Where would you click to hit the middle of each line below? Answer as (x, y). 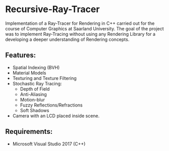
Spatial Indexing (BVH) (36, 67)
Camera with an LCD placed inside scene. (56, 116)
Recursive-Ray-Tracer (52, 9)
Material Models (29, 73)
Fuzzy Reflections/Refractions (51, 105)
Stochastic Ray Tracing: (37, 83)
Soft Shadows (35, 110)
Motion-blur (33, 99)
